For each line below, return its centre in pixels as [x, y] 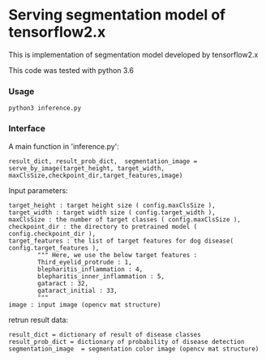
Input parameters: [38, 190]
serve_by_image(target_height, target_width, [86, 168]
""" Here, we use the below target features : [118, 255]
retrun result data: [39, 320]
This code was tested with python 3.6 [71, 70]
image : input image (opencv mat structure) [85, 305]
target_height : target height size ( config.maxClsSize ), [112, 205]
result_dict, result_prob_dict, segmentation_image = [103, 161]
